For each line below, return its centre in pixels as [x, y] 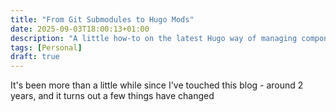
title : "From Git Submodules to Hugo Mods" [102, 19]
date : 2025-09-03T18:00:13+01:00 [80, 29]
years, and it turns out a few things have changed [112, 96]
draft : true [35, 57]
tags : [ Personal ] [46, 47]
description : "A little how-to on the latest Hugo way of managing [154, 38]
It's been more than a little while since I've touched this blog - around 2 [157, 85]
